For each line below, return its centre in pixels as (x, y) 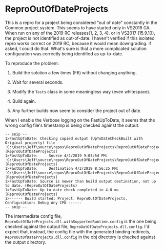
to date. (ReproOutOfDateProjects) (41, 185)
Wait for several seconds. (38, 82)
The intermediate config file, (33, 216)
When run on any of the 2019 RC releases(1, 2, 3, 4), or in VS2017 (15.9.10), (80, 33)
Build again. (24, 101)
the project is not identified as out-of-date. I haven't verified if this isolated (80, 38)
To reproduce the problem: (32, 63)
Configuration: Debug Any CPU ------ (43, 203)
